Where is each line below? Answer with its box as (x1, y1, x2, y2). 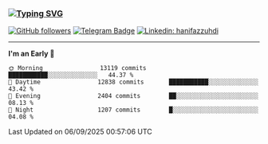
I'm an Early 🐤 (8, 49, 55, 59)
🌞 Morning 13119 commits (8, 64, 147, 72)
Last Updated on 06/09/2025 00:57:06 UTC (8, 127, 153, 137)
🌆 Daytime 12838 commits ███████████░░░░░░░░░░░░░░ (8, 78, 259, 87)
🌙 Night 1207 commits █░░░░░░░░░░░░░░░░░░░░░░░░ (8, 106, 259, 115)
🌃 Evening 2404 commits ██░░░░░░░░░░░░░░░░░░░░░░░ (8, 92, 259, 100)
